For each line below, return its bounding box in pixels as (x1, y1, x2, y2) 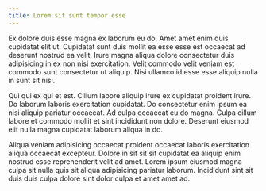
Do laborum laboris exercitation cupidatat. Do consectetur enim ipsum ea (8, 99, 248, 109)
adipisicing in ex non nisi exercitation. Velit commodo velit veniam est (8, 59, 235, 68)
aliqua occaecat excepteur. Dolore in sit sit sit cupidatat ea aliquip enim (8, 148, 241, 158)
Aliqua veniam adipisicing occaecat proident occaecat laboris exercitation (8, 139, 250, 149)
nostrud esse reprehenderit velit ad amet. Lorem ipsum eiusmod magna (8, 156, 242, 166)
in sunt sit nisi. (8, 75, 56, 85)
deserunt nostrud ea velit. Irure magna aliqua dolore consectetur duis (8, 50, 235, 59)
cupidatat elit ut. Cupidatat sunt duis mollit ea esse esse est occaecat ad (8, 41, 246, 52)
